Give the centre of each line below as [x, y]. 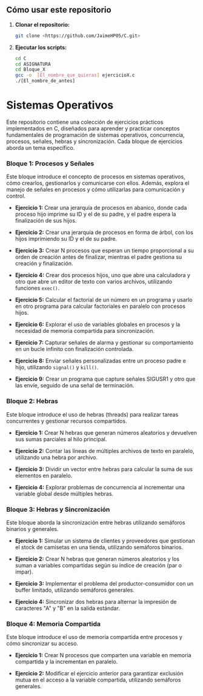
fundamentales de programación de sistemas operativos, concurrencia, [95, 135]
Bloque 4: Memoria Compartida [54, 624]
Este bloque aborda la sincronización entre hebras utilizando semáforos [96, 522]
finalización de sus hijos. [46, 221]
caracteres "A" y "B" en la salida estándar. [67, 608]
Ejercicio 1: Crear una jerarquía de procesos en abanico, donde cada [101, 208]
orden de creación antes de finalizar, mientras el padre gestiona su [98, 257]
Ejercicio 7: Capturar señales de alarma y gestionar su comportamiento [104, 343]
